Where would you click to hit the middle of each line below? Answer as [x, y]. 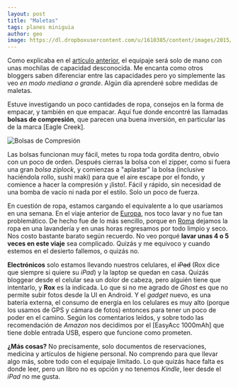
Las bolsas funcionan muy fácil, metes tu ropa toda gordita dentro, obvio [113, 155]
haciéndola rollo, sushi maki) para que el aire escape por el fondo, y [106, 177]
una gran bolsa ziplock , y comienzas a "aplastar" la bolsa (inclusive [106, 170]
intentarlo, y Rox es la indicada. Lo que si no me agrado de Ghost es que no [118, 287]
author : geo [25, 34]
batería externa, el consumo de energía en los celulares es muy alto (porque [119, 303]
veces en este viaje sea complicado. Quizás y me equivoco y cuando [109, 244]
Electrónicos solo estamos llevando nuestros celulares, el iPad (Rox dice [114, 265]
